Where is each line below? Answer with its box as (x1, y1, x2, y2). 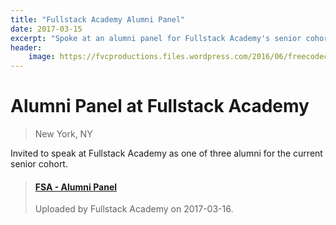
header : (10, 42, 43, 53)
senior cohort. (10, 158, 68, 170)
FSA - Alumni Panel (34, 181, 118, 193)
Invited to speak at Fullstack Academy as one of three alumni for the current (10, 147, 323, 160)
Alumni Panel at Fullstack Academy (10, 95, 310, 118)
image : (28, 52, 56, 62)
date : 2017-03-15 (10, 24, 83, 34)
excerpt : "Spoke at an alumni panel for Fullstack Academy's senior (10, 33, 302, 43)
